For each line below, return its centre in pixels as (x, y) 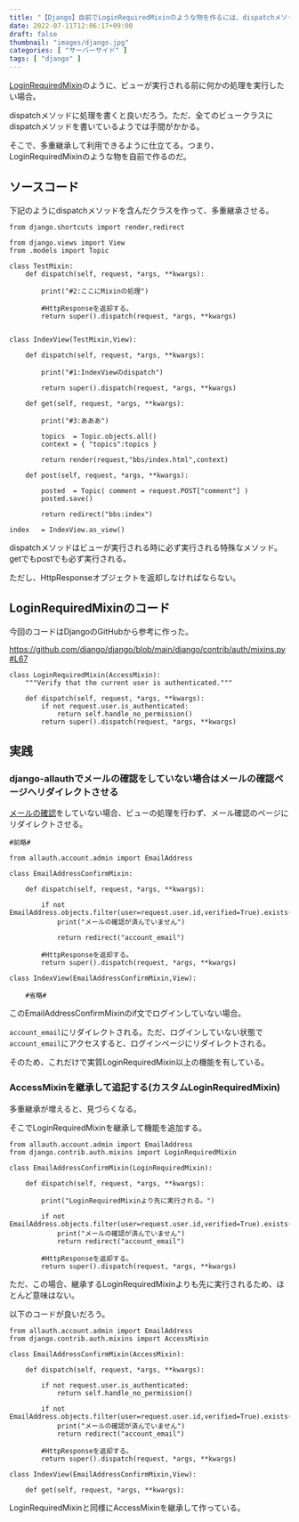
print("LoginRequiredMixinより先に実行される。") (128, 1201)
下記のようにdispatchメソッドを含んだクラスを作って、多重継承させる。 (141, 210)
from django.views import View (67, 243)
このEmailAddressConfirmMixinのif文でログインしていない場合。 (128, 1013)
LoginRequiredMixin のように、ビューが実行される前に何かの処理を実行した (147, 85)
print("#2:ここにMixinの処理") (95, 291)
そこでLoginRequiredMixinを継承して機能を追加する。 (108, 1128)
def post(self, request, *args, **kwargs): (107, 475)
